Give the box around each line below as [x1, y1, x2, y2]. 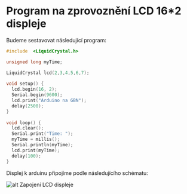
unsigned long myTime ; [6, 58, 63, 65]
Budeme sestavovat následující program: [6, 36, 106, 44]
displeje [6, 17, 47, 30]
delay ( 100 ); [11, 153, 42, 159]
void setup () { [6, 81, 44, 87]
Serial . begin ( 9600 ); [11, 92, 63, 98]
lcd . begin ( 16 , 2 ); [11, 87, 58, 93]
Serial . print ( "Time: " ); [11, 131, 73, 137]
